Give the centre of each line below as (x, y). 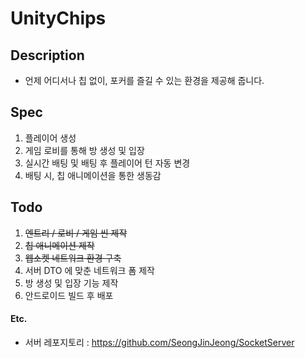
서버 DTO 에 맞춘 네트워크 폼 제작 (89, 270)
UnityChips (58, 18)
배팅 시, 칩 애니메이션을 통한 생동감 (93, 175)
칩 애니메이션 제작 (59, 245)
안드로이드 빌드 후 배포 (69, 295)
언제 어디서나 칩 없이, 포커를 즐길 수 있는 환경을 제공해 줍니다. (144, 80)
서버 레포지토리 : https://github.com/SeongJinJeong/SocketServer (159, 342)
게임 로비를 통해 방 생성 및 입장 (84, 150)
